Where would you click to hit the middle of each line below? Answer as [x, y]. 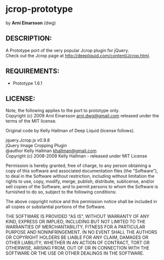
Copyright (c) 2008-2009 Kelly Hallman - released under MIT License [76, 156]
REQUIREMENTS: [33, 71]
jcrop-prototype [39, 9]
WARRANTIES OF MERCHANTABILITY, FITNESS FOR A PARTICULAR [75, 227]
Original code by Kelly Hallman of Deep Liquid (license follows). [70, 131]
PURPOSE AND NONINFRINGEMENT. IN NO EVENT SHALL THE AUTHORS [82, 232]
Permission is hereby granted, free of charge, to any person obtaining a [78, 166]
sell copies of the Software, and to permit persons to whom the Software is [82, 187]
